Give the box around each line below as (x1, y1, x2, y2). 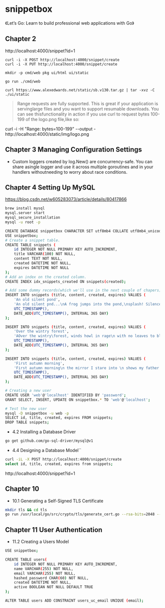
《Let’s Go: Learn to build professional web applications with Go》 (5, 20, 134, 26)
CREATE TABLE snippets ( (5, 242, 56, 247)
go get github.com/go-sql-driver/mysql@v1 (5, 438, 93, 444)
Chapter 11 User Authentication (5, 526, 103, 534)
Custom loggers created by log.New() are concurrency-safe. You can (12, 158, 153, 164)
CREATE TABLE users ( (5, 557, 48, 562)
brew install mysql (5, 206, 45, 211)
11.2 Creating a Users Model (12, 539, 69, 545)
